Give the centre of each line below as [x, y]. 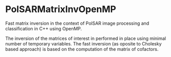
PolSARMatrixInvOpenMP [61, 9]
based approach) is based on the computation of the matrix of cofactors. [82, 49]
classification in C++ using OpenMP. [44, 28]
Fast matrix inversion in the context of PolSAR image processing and [77, 23]
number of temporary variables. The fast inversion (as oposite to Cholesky [83, 43]
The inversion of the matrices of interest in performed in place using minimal [86, 38]
